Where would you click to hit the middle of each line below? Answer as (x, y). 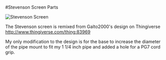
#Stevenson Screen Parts (32, 7)
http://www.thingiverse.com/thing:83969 (48, 32)
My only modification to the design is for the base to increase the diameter (83, 41)
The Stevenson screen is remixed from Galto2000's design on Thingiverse (83, 26)
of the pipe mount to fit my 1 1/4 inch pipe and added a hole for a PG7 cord (83, 47)
